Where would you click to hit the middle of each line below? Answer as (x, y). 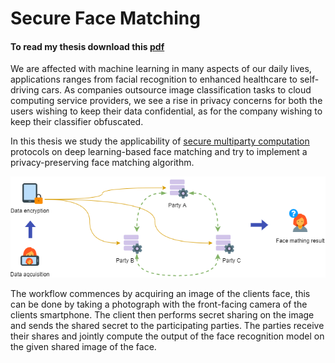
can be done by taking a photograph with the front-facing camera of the (159, 304)
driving (25, 90)
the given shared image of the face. (83, 347)
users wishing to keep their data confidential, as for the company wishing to (166, 111)
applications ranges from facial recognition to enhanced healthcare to (154, 79)
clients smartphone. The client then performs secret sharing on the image (162, 315)
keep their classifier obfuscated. (77, 122)
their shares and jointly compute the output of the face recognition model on (167, 336)
